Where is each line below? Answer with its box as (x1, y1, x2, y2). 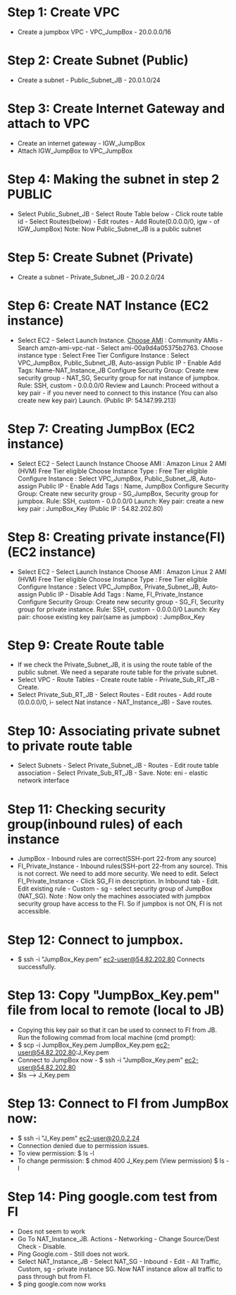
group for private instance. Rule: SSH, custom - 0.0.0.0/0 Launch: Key (17, 605, 221, 614)
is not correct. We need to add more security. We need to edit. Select (17, 869, 218, 878)
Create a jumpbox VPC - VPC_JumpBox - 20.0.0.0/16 (17, 28, 171, 36)
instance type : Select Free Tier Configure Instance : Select (17, 351, 190, 359)
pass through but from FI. (17, 1272, 92, 1281)
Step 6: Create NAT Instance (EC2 (7, 298, 209, 313)
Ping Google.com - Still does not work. (17, 1250, 130, 1258)
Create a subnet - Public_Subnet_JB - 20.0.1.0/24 (17, 76, 161, 84)
